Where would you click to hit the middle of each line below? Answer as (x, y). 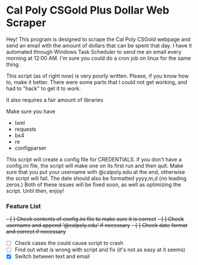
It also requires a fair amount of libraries (55, 100)
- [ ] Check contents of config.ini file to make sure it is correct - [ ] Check (95, 219)
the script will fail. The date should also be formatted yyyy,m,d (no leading (96, 178)
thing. (13, 64)
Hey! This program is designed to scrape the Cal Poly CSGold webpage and (98, 39)
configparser (30, 148)
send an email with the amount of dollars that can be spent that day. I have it (99, 46)
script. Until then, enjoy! (35, 190)
